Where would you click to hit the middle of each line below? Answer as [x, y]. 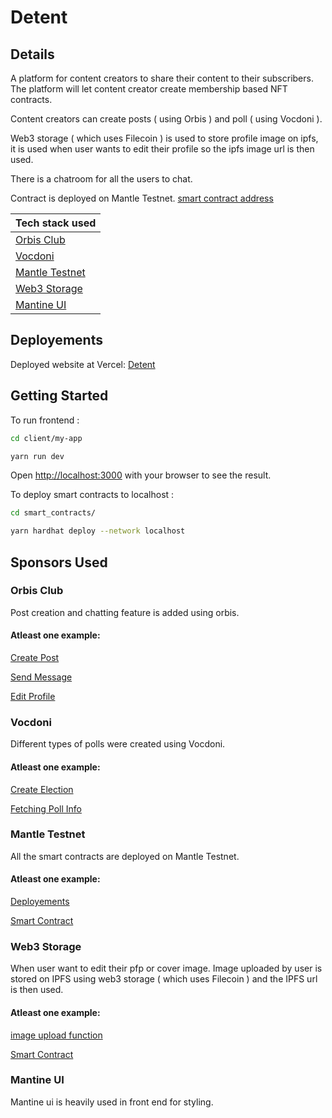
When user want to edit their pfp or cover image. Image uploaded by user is [166, 968]
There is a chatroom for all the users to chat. [101, 179]
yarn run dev [37, 456]
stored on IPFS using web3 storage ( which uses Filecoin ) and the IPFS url [164, 979]
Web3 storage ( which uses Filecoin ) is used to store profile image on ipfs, [164, 138]
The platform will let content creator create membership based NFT [149, 89]
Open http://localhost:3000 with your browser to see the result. [141, 475]
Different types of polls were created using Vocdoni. [118, 744]
